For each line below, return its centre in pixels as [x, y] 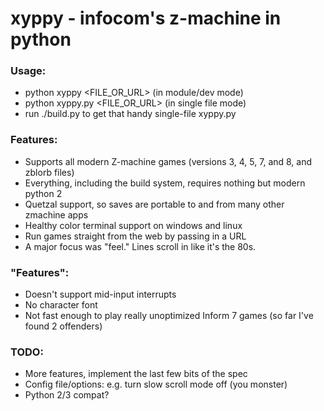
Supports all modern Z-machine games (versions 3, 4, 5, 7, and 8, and [168, 161]
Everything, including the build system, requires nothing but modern [165, 183]
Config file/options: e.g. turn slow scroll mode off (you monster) [156, 384]
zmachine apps [56, 214]
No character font [61, 305]
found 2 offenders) [63, 326]
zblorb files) [49, 172]
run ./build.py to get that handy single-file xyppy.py [130, 114]
